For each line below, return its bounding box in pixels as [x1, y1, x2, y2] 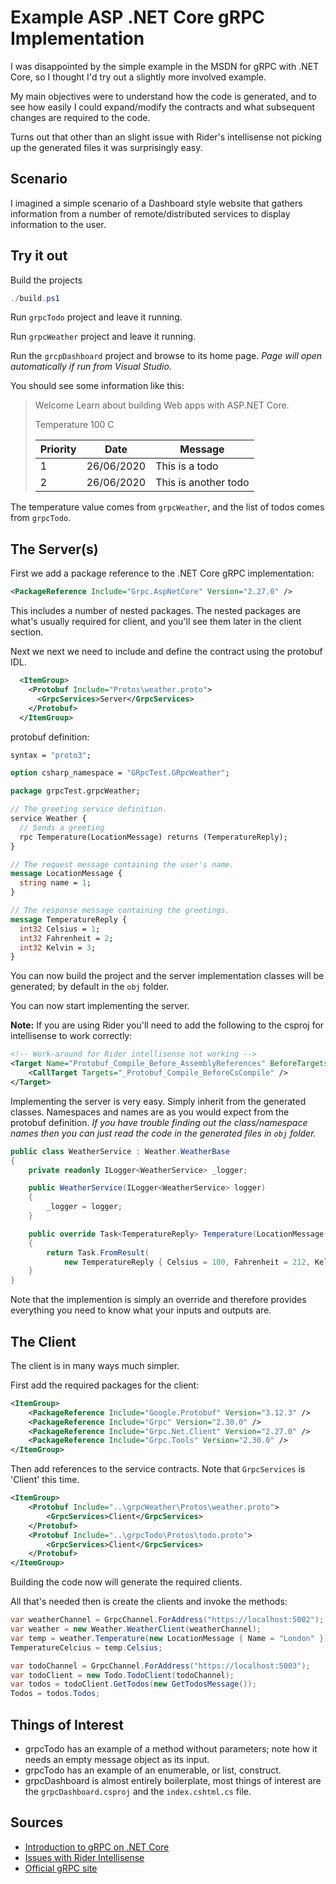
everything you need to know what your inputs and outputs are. [10, 1304, 272, 1316]
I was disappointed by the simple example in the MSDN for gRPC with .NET [10, 60, 320, 72]
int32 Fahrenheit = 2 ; [19, 933, 114, 943]
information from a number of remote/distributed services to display [10, 207, 291, 220]
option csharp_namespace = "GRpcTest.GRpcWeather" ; [10, 768, 230, 778]
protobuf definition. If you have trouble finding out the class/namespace [10, 1116, 308, 1128]
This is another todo [155, 476, 250, 490]
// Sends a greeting [19, 822, 105, 833]
